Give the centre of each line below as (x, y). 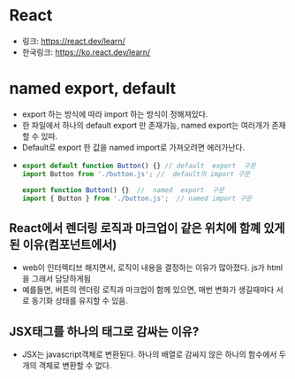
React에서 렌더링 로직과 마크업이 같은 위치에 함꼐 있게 (147, 228)
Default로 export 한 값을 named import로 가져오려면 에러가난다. (133, 147)
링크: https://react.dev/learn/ (73, 41)
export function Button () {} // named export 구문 (123, 190)
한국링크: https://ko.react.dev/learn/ (86, 52)
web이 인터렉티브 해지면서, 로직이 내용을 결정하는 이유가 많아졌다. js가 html (152, 267)
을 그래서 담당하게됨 (56, 279)
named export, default (93, 89)
